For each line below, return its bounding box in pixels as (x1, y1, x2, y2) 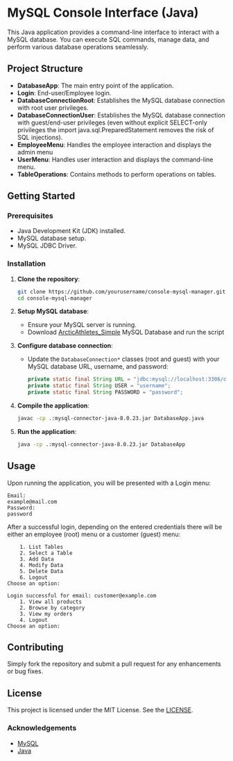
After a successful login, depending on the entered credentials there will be (7, 522, 223, 531)
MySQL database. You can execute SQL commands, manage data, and (7, 35, 209, 43)
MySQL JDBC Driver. (17, 241, 78, 250)
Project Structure (7, 63, 83, 74)
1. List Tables (19, 543, 64, 550)
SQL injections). (17, 133, 63, 141)
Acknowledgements (7, 723, 77, 733)
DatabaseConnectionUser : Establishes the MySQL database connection (17, 111, 225, 119)
